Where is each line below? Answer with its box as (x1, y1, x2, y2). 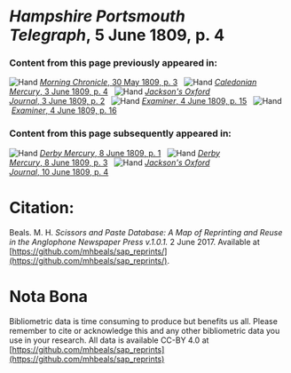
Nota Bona (9, 286, 89, 306)
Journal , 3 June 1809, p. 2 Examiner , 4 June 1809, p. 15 (9, 96, 248, 107)
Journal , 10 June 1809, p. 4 (9, 166, 109, 177)
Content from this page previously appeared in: (9, 57, 217, 69)
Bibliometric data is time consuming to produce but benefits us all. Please (9, 315, 278, 326)
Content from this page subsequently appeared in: (9, 127, 232, 139)
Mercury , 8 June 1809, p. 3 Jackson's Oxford (9, 157, 210, 168)
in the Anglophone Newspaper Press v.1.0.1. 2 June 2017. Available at (9, 236, 260, 247)
